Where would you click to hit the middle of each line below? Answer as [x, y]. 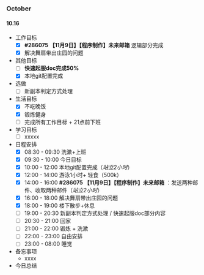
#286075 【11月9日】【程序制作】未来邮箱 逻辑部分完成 [94, 45]
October [19, 9]
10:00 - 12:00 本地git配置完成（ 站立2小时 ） [78, 167]
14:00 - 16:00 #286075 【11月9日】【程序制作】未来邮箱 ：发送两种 [108, 183]
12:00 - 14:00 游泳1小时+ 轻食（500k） [73, 175]
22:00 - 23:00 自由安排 [53, 236]
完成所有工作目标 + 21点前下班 [62, 122]
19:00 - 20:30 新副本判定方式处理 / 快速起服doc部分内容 [95, 213]
